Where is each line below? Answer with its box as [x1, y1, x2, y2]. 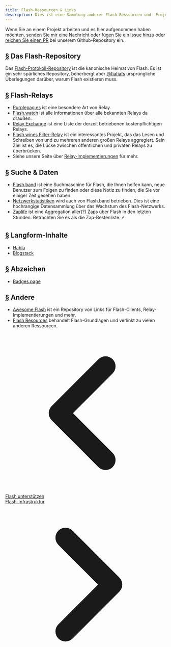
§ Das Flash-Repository [5, 51, 81, 60]
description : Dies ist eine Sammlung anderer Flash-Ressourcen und [5, 12, 152, 17]
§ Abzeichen [5, 265, 46, 273]
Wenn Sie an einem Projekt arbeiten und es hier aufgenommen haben [5, 26, 151, 32]
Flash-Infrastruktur [5, 499, 45, 505]
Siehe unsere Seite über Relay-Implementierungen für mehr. [12, 153, 139, 160]
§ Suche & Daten [5, 168, 59, 176]
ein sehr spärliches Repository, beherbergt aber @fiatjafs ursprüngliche [5, 71, 156, 77]
